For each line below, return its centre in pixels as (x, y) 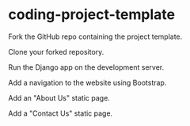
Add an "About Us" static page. (59, 97)
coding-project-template (92, 15)
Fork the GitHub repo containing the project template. (95, 36)
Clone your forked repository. (56, 52)
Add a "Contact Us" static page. (61, 113)
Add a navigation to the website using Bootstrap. (87, 82)
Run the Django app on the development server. (86, 67)
